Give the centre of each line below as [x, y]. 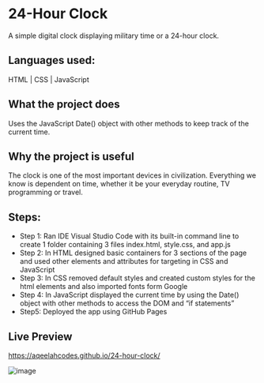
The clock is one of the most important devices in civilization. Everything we [132, 175]
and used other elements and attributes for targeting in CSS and [124, 261]
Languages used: [52, 60]
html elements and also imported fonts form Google [104, 287]
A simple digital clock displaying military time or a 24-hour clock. [114, 36]
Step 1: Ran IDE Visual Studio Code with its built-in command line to [129, 236]
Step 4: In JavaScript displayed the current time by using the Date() [129, 295]
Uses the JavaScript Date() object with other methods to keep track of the [128, 123]
